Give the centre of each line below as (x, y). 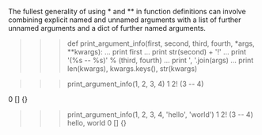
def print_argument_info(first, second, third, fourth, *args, (161, 43)
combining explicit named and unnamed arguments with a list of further (125, 20)
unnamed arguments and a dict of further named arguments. (107, 28)
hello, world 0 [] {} (97, 123)
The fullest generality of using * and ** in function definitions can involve (127, 11)
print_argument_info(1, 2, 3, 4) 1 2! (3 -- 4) (135, 84)
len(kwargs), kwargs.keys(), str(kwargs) (132, 69)
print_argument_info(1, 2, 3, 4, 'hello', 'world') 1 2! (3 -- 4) (160, 114)
